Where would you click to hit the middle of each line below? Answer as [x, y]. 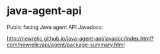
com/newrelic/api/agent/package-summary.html [66, 45]
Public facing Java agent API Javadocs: [55, 27]
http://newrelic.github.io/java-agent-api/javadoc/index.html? [80, 38]
